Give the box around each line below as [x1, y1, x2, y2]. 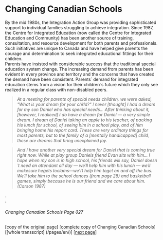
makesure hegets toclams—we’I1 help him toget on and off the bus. [17, 167, 153, 173]
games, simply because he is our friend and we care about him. [17, 178, 145, 184]
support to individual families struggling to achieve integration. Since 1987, [5, 24, 154, 30]
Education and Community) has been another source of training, [5, 35, 134, 41]
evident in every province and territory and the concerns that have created [5, 71, 155, 77]
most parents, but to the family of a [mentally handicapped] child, [17, 132, 149, 138]
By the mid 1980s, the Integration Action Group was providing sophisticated [5, 19, 157, 25]
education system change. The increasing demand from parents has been [5, 66, 153, 72]
